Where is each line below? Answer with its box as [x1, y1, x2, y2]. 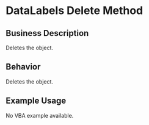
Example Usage [5, 96, 67, 106]
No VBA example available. [5, 112, 74, 119]
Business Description [5, 28, 89, 38]
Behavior [5, 62, 41, 72]
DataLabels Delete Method [5, 4, 144, 18]
